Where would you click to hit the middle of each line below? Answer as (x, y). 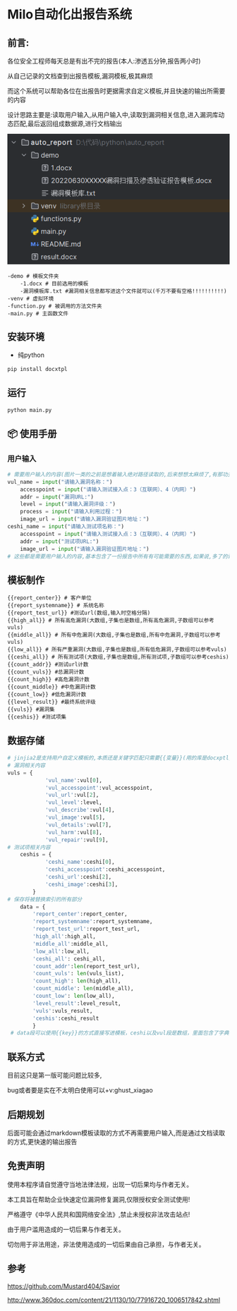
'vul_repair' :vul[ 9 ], (77, 840)
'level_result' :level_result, (77, 1003)
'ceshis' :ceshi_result (66, 1018)
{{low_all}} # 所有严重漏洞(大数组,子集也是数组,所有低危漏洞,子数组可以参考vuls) (117, 650)
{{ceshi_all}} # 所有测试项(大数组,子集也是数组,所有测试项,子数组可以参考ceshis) (118, 657)
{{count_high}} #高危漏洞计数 (48, 680)
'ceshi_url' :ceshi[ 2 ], (78, 877)
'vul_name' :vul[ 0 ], (73, 780)
